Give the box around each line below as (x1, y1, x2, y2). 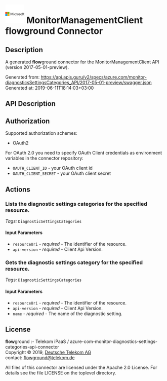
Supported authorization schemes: (5, 130, 77, 136)
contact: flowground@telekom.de (5, 355, 75, 361)
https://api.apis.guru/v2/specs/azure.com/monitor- (40, 74, 147, 80)
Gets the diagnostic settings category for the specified (5, 259, 143, 266)
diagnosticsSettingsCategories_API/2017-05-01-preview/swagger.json (5, 80, 152, 85)
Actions (5, 185, 30, 194)
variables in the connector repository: (5, 155, 83, 161)
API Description (5, 99, 56, 108)
